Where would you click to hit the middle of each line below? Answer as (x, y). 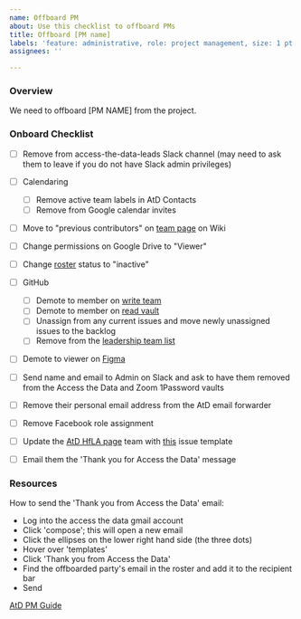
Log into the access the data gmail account (103, 520)
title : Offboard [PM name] (60, 34)
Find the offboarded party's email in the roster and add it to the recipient (157, 569)
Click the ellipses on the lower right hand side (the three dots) (137, 540)
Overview (31, 91)
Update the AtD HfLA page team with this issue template (127, 441)
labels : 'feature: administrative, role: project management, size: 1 (145, 43)
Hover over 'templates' (65, 549)
